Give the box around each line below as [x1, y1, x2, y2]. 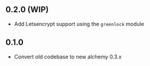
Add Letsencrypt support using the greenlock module [14, 20, 144, 27]
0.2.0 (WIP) [5, 5, 49, 15]
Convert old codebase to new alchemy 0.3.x [14, 53, 122, 60]
